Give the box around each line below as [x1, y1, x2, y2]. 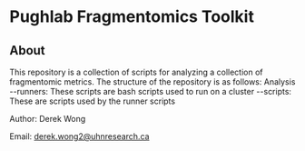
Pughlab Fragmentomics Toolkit [9, 6, 254, 27]
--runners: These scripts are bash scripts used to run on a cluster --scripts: [9, 86, 292, 96]
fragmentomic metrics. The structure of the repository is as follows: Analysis [9, 76, 296, 87]
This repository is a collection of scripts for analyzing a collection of [9, 66, 263, 77]
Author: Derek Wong [9, 114, 86, 124]
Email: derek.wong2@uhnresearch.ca [9, 131, 150, 142]
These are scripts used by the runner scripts [9, 96, 175, 106]
